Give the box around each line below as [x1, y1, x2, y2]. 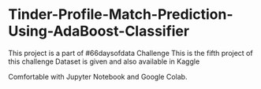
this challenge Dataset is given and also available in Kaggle [8, 57, 200, 66]
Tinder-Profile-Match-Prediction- [8, 6, 233, 24]
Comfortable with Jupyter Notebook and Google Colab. [8, 72, 188, 81]
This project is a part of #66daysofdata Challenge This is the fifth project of [8, 48, 254, 57]
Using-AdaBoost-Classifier [8, 22, 190, 40]
